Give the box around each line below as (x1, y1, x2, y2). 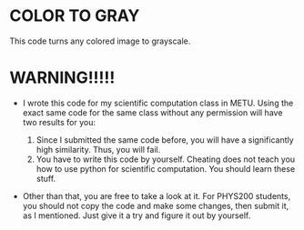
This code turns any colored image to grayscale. (9, 35, 191, 46)
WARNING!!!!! (9, 67, 116, 88)
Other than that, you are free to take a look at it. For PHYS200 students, (22, 190, 291, 201)
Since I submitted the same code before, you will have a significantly (35, 134, 294, 145)
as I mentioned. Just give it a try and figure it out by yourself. (22, 210, 251, 221)
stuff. (35, 173, 56, 184)
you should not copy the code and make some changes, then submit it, (22, 200, 289, 211)
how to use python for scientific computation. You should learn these (35, 163, 296, 174)
